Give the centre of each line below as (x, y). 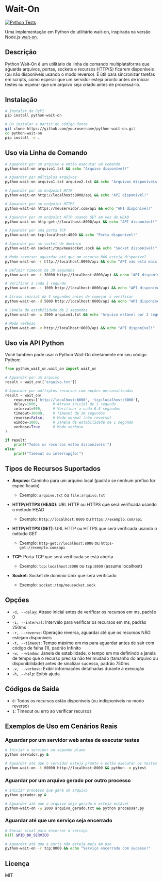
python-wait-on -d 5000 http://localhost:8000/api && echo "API (71, 301)
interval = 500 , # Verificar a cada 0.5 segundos (67, 409)
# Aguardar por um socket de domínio (43, 244)
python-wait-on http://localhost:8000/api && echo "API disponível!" (77, 195)
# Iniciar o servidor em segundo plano (45, 750)
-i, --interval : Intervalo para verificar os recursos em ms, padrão (79, 622)
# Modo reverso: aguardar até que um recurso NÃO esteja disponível (76, 257)
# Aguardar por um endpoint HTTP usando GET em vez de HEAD (67, 217)
